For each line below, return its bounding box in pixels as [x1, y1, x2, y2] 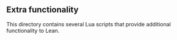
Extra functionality [6, 5, 79, 15]
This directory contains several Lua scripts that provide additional [6, 20, 171, 27]
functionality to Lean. [6, 27, 60, 34]
